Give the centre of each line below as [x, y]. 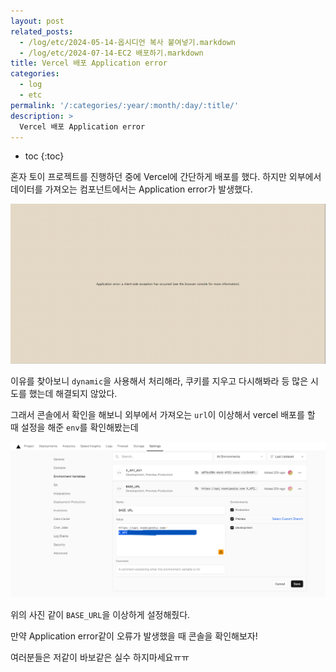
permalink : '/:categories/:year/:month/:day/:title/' [125, 105]
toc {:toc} [44, 156]
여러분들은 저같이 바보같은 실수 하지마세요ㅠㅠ [100, 657]
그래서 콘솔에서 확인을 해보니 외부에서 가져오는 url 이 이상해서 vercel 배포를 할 [163, 415]
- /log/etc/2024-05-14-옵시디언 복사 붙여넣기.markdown [127, 42]
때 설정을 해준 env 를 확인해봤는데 [74, 427]
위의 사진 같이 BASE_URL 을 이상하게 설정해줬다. [100, 614]
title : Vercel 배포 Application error [89, 63]
